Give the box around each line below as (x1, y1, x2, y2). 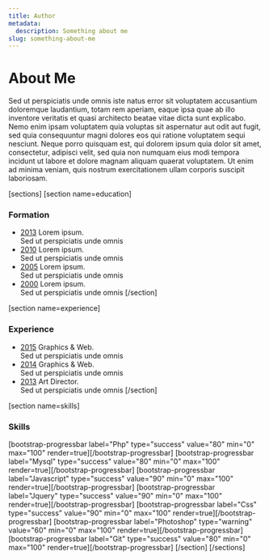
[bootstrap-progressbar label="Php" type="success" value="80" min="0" (8, 439, 255, 449)
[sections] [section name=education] (8, 189, 132, 199)
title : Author (8, 11, 57, 20)
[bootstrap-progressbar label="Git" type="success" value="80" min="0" (8, 534, 252, 544)
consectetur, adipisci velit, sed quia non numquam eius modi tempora (8, 147, 240, 158)
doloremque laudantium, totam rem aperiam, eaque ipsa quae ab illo (8, 104, 236, 114)
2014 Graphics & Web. (19, 359, 95, 369)
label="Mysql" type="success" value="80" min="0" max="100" (8, 456, 221, 466)
